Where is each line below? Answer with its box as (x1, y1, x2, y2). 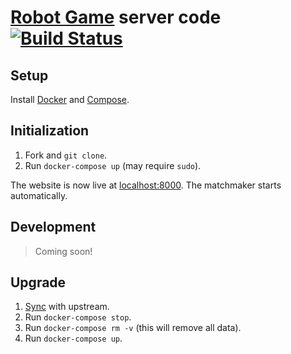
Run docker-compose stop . (24, 311, 132, 323)
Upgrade (10, 274, 67, 291)
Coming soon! (34, 245, 93, 257)
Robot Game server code (10, 6, 222, 29)
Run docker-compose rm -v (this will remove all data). (24, 322, 242, 334)
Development (10, 219, 97, 236)
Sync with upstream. (24, 301, 110, 313)
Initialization (10, 122, 90, 140)
